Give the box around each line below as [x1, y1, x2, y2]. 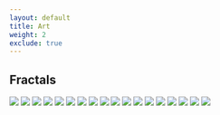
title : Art [9, 22, 51, 31]
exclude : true [9, 38, 63, 48]
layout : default [9, 13, 71, 23]
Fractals [9, 72, 57, 87]
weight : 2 [9, 30, 47, 39]
